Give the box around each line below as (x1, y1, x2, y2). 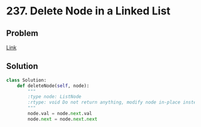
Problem (6, 28, 39, 38)
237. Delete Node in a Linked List (6, 4, 170, 18)
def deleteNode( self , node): (17, 83, 90, 89)
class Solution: (6, 77, 47, 83)
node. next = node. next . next (28, 116, 98, 122)
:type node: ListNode (28, 94, 82, 100)
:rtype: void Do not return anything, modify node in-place (28, 99, 181, 105)
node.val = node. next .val (28, 111, 93, 117)
